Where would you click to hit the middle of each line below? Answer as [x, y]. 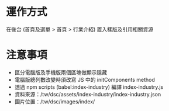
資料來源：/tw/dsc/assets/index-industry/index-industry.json [88, 94]
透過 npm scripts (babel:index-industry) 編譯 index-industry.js [89, 87]
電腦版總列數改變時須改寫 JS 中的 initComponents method [84, 79]
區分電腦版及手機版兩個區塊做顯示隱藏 [61, 72]
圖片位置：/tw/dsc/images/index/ [55, 101]
